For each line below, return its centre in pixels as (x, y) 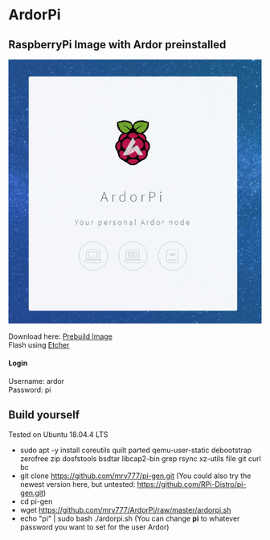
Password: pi (30, 390)
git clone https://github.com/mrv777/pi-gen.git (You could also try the (135, 476)
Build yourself (44, 415)
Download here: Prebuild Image (60, 336)
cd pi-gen (36, 501)
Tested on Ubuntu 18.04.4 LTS (58, 434)
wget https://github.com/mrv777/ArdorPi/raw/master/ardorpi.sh (125, 509)
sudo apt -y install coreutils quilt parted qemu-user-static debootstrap (136, 450)
